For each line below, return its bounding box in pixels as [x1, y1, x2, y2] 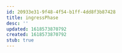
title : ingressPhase [6, 15, 59, 21]
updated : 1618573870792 [6, 26, 67, 32]
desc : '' [6, 20, 29, 26]
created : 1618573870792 [6, 32, 67, 38]
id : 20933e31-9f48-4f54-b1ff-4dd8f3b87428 [6, 9, 116, 15]
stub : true [6, 37, 34, 43]
